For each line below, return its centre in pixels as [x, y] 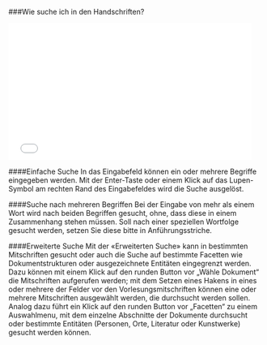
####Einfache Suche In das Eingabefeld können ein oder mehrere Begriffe [133, 171]
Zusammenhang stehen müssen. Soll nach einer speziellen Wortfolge [124, 222]
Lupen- [242, 180]
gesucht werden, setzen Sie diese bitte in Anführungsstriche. [110, 230]
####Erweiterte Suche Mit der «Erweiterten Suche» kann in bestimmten [128, 246]
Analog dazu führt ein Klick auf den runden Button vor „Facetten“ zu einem [133, 306]
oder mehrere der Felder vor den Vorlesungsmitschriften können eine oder [133, 289]
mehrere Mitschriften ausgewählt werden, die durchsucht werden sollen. [129, 298]
